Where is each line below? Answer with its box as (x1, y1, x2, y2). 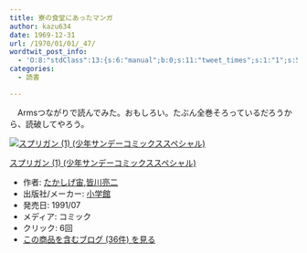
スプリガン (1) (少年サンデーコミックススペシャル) (9, 157, 196, 168)
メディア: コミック (22, 211, 91, 222)
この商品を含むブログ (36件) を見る (22, 234, 156, 245)
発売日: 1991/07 (22, 199, 81, 210)
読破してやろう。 (25, 118, 90, 129)
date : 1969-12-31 (9, 30, 76, 39)
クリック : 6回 (22, 222, 73, 233)
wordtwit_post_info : (9, 47, 89, 57)
